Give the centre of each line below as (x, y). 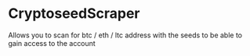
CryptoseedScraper (74, 14)
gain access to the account (52, 43)
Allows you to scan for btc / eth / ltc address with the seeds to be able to (125, 35)
